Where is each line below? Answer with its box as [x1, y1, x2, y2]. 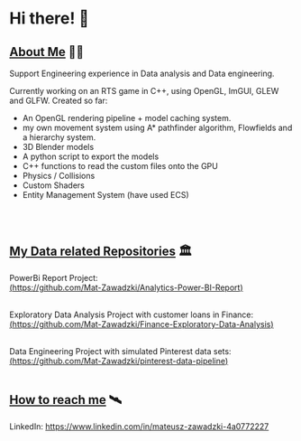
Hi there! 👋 [9, 8, 90, 29]
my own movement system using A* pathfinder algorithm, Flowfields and [22, 122, 293, 133]
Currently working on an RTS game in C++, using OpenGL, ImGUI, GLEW [9, 86, 279, 96]
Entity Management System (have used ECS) [22, 190, 189, 200]
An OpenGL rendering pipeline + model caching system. [22, 113, 232, 123]
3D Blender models [22, 142, 95, 152]
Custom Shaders [22, 180, 86, 191]
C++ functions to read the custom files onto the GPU [22, 161, 218, 171]
